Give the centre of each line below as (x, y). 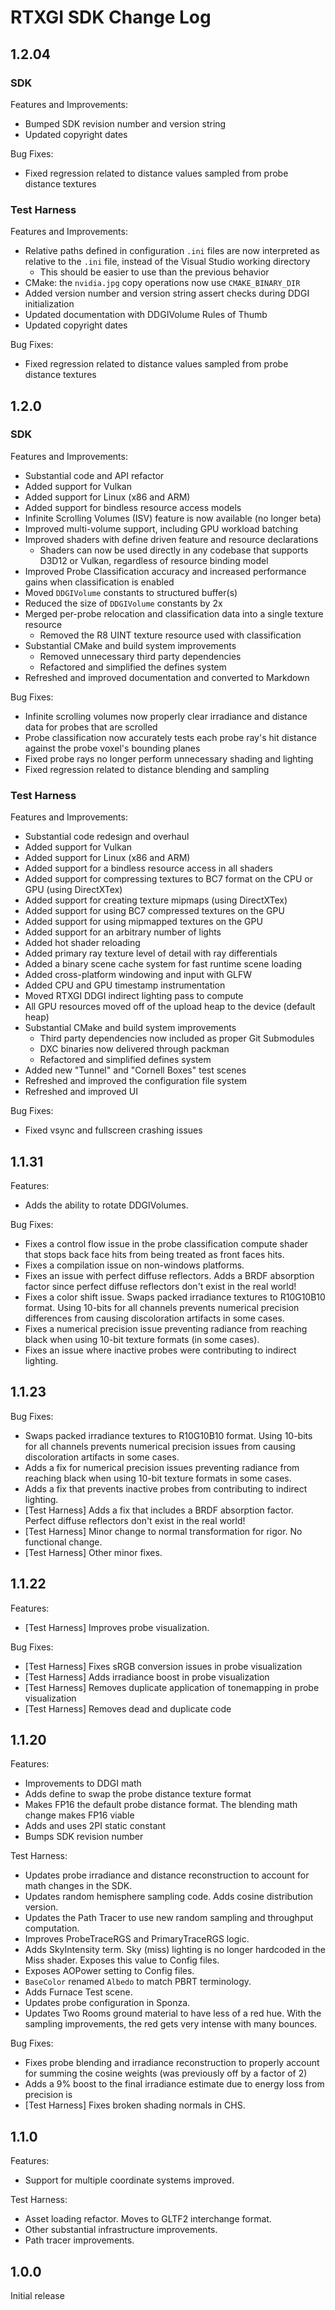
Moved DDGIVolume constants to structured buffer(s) (131, 592)
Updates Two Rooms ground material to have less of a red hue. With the (173, 2013)
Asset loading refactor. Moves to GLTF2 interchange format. (148, 2219)
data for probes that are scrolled (91, 727)
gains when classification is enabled (99, 582)
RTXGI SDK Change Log (111, 17)
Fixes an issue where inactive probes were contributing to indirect (160, 1350)
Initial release (37, 2296)
